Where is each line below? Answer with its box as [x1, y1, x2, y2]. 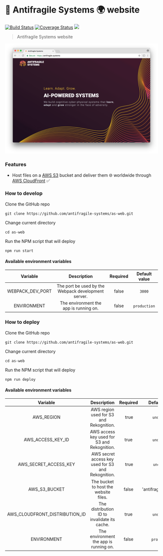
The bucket [91, 479, 114, 484]
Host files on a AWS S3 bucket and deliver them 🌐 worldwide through [12, 172, 151, 178]
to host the [92, 483, 114, 490]
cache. [96, 521, 110, 527]
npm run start [5, 248, 34, 253]
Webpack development [57, 288, 104, 294]
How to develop [5, 190, 43, 197]
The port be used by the [56, 283, 105, 289]
